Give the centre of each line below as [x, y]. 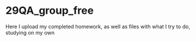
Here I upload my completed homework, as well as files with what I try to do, [98, 26]
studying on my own [30, 32]
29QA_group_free [50, 11]
